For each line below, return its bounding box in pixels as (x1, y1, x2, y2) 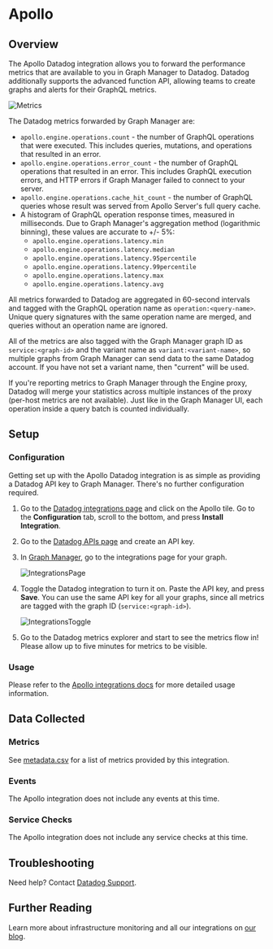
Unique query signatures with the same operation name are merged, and (8, 312, 252, 321)
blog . (8, 931, 26, 941)
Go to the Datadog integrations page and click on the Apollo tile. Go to (19, 503, 255, 513)
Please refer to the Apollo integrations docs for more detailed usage (8, 680, 236, 690)
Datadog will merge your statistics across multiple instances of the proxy (8, 387, 252, 396)
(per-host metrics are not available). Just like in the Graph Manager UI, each (8, 395, 263, 405)
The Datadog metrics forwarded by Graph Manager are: (8, 116, 195, 126)
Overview (8, 37, 59, 51)
